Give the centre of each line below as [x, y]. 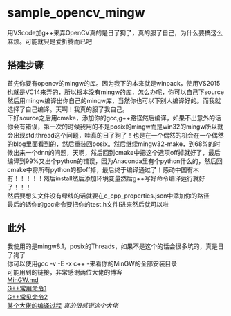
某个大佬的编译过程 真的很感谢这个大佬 [63, 305]
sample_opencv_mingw [76, 13]
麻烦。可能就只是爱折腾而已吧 [49, 41]
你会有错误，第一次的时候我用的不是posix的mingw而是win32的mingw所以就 [115, 127]
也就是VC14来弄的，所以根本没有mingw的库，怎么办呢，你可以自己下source [116, 92]
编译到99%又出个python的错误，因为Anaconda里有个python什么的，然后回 [115, 161]
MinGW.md [23, 280]
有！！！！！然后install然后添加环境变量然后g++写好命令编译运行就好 [106, 178]
